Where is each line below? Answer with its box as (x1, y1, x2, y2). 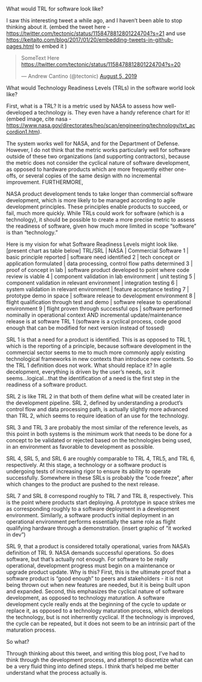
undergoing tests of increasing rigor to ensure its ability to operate (6, 468, 171, 475)
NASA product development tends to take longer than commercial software (6, 190, 193, 197)
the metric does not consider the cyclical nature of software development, (6, 159, 191, 166)
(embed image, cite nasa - (6, 115, 72, 122)
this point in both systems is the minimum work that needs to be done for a (6, 430, 192, 437)
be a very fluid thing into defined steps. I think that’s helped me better (6, 663, 179, 670)
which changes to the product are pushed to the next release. (6, 481, 160, 488)
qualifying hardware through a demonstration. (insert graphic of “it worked (6, 525, 192, 532)
